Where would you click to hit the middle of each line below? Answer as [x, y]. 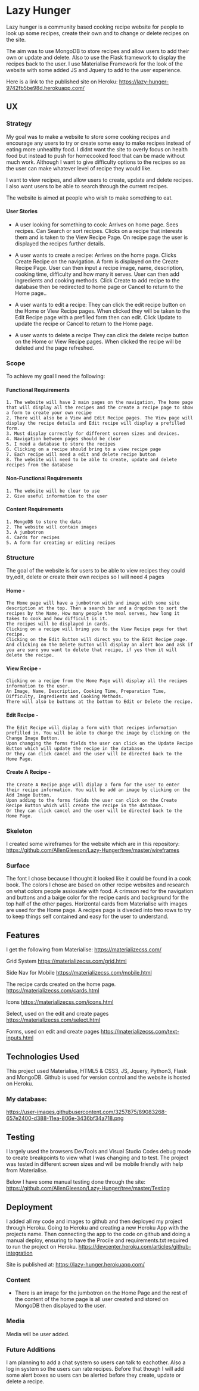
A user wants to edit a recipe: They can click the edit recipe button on [100, 304]
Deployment [29, 1207]
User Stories [22, 211]
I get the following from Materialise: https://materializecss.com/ [84, 950]
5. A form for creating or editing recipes [61, 543]
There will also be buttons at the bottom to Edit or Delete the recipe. [100, 702]
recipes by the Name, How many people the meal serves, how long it [93, 614]
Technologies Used [43, 1057]
